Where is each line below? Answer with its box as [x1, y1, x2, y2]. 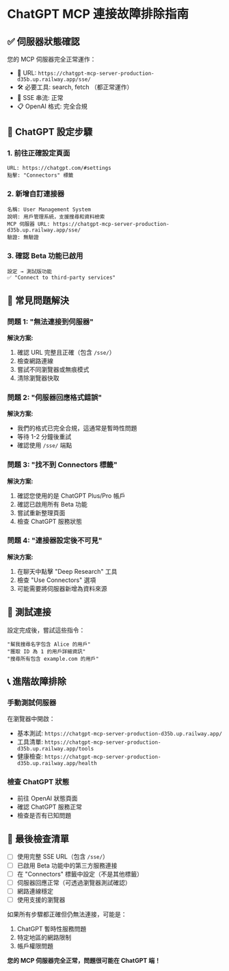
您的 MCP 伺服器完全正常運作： [7, 55, 96, 63]
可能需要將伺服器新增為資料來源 [16, 584, 107, 592]
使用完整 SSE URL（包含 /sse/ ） [16, 853, 109, 861]
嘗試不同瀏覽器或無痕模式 [16, 365, 90, 373]
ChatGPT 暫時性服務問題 [16, 924, 87, 933]
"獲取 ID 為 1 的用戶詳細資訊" [7, 648, 86, 655]
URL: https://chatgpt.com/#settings [7, 164, 111, 171]
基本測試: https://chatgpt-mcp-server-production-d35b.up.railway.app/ [16, 729, 222, 737]
